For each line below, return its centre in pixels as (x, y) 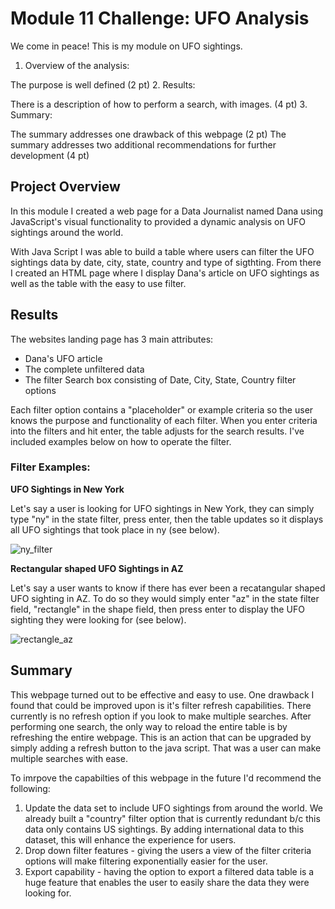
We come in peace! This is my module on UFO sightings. (126, 46)
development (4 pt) (50, 155)
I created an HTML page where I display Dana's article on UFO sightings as (165, 273)
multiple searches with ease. (69, 758)
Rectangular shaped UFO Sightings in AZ (97, 568)
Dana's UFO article (63, 358)
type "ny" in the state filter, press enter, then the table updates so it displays (167, 519)
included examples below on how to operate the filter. (121, 441)
